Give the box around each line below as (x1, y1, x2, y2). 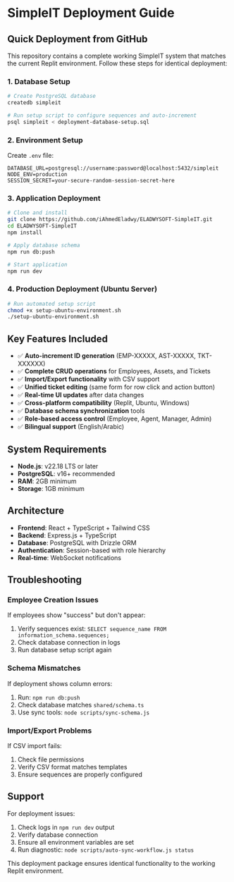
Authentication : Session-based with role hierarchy (17, 546, 166, 554)
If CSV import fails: (7, 742, 62, 750)
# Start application (7, 261, 68, 268)
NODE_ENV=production (7, 171, 68, 178)
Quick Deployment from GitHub (7, 33, 148, 45)
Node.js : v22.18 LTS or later (17, 461, 99, 470)
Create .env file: (7, 151, 54, 160)
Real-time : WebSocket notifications (17, 553, 122, 561)
